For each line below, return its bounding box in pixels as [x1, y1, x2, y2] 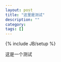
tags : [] [5, 27, 24, 32]
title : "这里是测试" [5, 12, 45, 17]
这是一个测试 [5, 51, 32, 57]
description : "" [5, 17, 40, 22]
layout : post [5, 7, 33, 13]
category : [5, 22, 26, 27]
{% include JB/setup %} [5, 40, 56, 47]
